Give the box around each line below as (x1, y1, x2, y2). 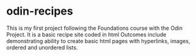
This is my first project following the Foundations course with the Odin (6, 24, 183, 32)
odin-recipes (6, 4, 73, 18)
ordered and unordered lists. (6, 44, 78, 51)
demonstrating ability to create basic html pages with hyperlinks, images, (6, 37, 191, 44)
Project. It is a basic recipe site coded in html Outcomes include (6, 30, 167, 38)
